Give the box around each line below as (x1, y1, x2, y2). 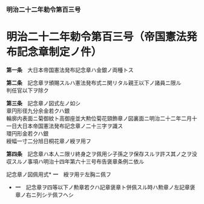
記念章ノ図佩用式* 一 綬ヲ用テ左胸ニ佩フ (6, 171, 111, 178)
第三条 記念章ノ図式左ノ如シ (6, 99, 81, 107)
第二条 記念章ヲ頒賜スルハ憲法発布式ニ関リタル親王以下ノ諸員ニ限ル (6, 79, 182, 86)
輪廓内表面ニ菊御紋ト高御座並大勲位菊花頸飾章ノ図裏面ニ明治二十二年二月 (6, 114, 192, 122)
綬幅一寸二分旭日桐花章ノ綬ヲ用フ (6, 137, 91, 145)
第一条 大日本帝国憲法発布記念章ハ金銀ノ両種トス (6, 66, 134, 73)
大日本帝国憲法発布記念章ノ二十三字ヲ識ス (16, 122, 123, 130)
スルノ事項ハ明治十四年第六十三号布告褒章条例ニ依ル (11, 157, 144, 165)
